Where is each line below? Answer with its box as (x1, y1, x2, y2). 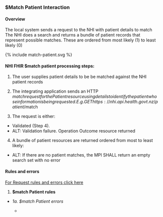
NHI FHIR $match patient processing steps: (5, 63, 95, 69)
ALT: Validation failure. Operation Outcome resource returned (12, 128, 136, 134)
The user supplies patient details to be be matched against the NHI (12, 74, 147, 79)
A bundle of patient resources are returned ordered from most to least (12, 138, 153, 143)
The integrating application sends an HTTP (12, 88, 99, 94)
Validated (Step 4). (12, 123, 50, 129)
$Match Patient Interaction (5, 4, 70, 11)
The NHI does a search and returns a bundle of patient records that (5, 32, 141, 38)
